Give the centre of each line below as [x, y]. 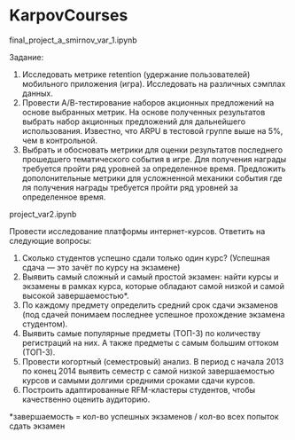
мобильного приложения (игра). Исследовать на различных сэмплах [154, 83]
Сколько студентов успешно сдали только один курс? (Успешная [146, 257]
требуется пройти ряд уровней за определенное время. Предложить [154, 169]
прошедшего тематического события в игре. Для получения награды [154, 159]
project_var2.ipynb [43, 214]
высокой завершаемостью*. [75, 295]
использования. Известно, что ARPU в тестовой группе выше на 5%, [152, 130]
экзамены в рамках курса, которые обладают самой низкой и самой [153, 286]
